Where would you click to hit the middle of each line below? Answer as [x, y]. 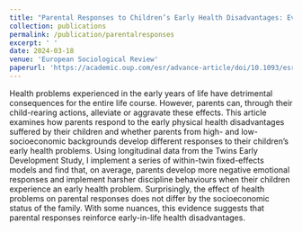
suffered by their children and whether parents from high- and [124, 131]
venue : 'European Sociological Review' [84, 59]
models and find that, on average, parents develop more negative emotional [150, 170]
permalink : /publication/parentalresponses [92, 34]
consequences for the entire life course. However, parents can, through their [151, 103]
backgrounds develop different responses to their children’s [178, 141]
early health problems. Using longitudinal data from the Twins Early [134, 150]
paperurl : [28, 68]
